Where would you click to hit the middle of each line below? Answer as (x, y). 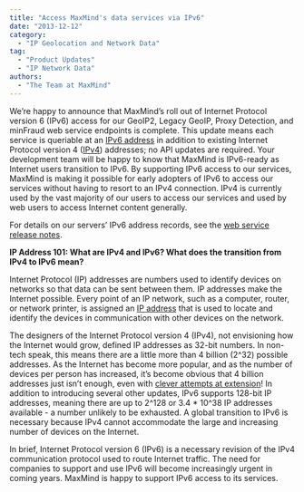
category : (28, 34)
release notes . (36, 234)
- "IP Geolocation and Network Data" (89, 43)
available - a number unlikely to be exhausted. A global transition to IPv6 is (149, 412)
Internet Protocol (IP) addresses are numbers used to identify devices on (145, 279)
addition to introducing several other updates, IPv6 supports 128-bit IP (141, 393)
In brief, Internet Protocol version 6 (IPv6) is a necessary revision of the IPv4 (152, 449)
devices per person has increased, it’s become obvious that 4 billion (137, 373)
